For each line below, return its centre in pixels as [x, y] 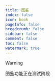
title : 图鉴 [17, 10]
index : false [19, 15]
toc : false [17, 44]
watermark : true [22, 48]
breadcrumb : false [25, 29]
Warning [14, 63]
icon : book [17, 19]
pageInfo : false [22, 24]
